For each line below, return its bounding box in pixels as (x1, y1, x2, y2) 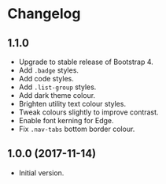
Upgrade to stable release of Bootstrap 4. (18, 57, 154, 66)
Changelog (7, 5, 81, 23)
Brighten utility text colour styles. (18, 100, 127, 108)
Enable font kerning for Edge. (18, 116, 114, 125)
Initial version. (18, 167, 65, 178)
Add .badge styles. (18, 66, 79, 75)
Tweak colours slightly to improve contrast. (18, 107, 159, 117)
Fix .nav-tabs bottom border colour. (18, 124, 135, 133)
